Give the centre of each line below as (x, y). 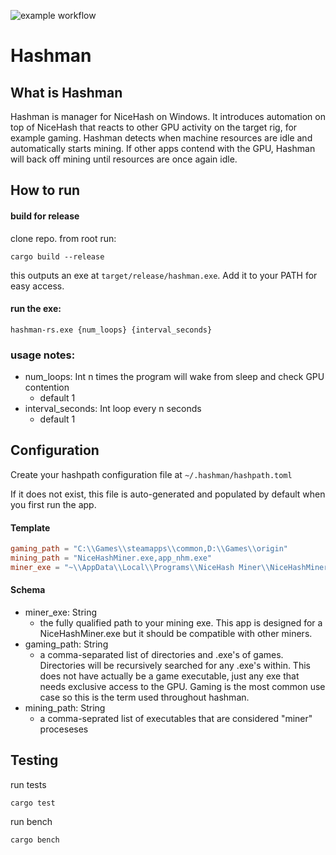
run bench (31, 821)
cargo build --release (57, 256)
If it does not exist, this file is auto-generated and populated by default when (168, 494)
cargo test (33, 803)
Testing (34, 760)
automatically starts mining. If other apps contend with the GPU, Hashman (163, 148)
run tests (28, 784)
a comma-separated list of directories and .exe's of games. (161, 654)
